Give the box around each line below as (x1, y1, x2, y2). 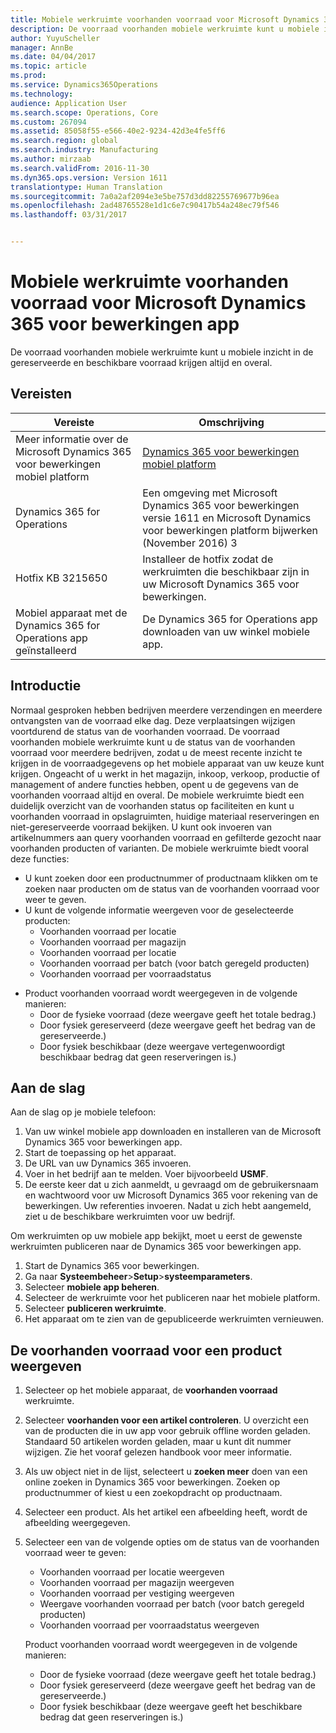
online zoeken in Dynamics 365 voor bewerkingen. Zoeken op (24, 1476, 281, 1488)
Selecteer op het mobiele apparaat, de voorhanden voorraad (24, 1384, 278, 1396)
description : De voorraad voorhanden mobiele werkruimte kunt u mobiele (10, 24, 320, 34)
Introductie (10, 677, 82, 695)
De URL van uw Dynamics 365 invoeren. (24, 1157, 192, 1170)
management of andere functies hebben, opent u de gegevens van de (10, 778, 299, 790)
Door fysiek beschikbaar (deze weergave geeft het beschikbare (39, 1701, 303, 1713)
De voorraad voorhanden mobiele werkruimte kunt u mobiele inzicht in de (10, 346, 314, 358)
